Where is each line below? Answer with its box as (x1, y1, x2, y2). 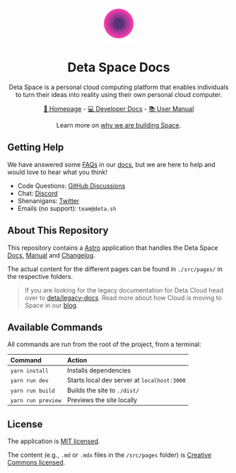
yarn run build (10, 387, 55, 394)
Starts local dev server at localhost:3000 (66, 376, 186, 384)
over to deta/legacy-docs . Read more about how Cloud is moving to (24, 293, 223, 302)
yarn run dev (10, 377, 49, 384)
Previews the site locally (66, 395, 138, 404)
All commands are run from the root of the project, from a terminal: (7, 340, 201, 348)
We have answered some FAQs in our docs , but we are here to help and (7, 160, 216, 169)
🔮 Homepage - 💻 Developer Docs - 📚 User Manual (43, 104, 194, 113)
